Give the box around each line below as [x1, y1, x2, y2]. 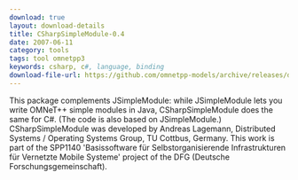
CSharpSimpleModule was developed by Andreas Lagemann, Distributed [9, 123, 277, 134]
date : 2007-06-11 [9, 37, 74, 47]
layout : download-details [9, 21, 105, 30]
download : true [9, 12, 66, 22]
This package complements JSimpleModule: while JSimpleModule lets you [9, 95, 283, 106]
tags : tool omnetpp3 [9, 54, 86, 63]
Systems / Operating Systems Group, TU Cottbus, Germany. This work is [9, 132, 275, 143]
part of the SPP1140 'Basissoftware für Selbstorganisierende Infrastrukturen [9, 142, 286, 153]
